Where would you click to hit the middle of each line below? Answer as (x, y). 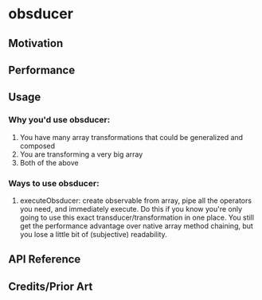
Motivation (36, 43)
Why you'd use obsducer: (59, 120)
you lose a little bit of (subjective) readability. (93, 234)
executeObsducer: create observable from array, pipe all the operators (136, 201)
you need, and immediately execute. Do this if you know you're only (131, 208)
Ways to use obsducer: (54, 183)
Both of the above (49, 162)
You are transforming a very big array (81, 154)
